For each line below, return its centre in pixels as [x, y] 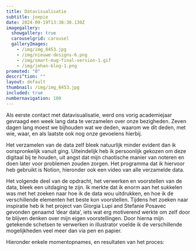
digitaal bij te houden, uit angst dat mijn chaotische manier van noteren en [95, 157]
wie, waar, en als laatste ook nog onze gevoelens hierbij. [74, 133]
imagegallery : [23, 28]
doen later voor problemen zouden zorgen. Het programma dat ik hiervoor [95, 163]
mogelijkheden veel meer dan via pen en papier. [64, 231]
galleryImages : [30, 44]
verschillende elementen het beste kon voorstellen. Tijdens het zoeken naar [97, 200]
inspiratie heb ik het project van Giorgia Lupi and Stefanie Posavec [86, 205]
